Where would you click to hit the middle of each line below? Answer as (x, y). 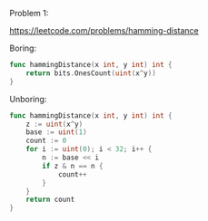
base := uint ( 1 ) (57, 132)
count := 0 (46, 141)
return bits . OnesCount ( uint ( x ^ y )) (91, 73)
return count (50, 200)
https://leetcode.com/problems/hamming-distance (104, 30)
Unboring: (28, 99)
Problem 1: (29, 13)
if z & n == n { (73, 166)
